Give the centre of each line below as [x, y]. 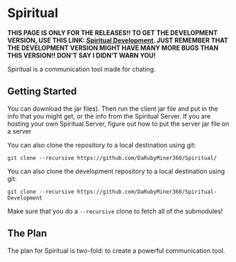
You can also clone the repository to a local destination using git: [102, 145]
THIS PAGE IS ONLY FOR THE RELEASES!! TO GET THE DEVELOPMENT [113, 33]
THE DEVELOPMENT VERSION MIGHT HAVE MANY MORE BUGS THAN [113, 48]
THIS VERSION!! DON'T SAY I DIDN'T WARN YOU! [82, 55]
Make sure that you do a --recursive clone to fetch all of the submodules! [115, 211]
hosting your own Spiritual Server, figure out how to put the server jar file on [118, 124]
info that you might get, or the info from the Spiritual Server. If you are [109, 116]
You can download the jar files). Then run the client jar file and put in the [113, 109]
